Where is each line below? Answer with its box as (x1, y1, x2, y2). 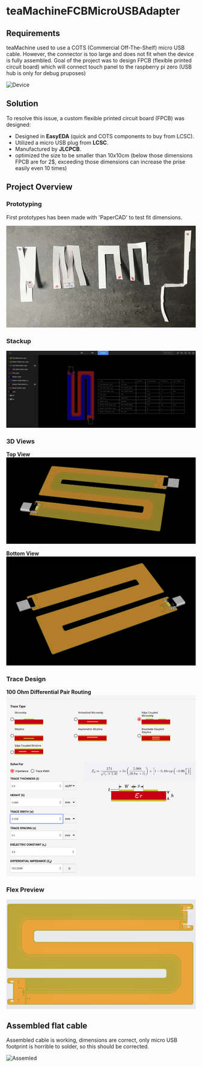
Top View (6, 451, 31, 458)
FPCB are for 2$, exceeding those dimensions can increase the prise (14, 158, 186, 165)
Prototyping (6, 200, 42, 208)
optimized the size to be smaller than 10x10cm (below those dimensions (14, 151, 193, 159)
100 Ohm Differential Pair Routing (6, 689, 91, 696)
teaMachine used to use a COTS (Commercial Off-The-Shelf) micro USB (6, 44, 185, 51)
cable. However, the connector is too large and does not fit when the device (6, 50, 194, 58)
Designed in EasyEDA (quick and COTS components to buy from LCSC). (14, 132, 194, 139)
